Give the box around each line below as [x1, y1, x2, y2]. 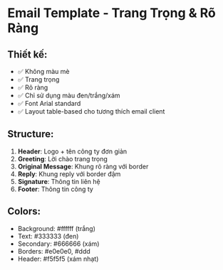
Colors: [7, 205, 41, 217]
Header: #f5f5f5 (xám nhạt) [17, 254, 99, 263]
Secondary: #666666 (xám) [17, 239, 100, 248]
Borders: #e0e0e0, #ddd [17, 247, 90, 255]
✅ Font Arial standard [17, 99, 81, 107]
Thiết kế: [7, 48, 48, 60]
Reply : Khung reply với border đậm [17, 169, 121, 178]
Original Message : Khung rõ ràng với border [17, 162, 149, 171]
